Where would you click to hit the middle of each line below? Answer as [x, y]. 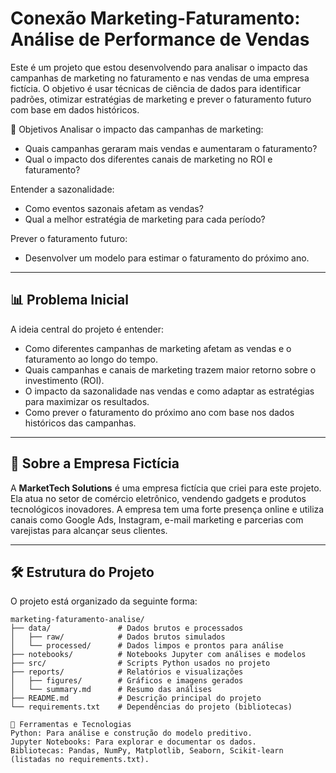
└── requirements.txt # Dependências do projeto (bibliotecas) [151, 707]
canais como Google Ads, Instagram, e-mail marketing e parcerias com [157, 519]
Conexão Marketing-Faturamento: [155, 18]
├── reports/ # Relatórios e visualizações [127, 672]
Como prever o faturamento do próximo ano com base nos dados [159, 412]
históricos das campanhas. [80, 423]
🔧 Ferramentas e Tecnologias [71, 725]
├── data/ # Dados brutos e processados [127, 628]
